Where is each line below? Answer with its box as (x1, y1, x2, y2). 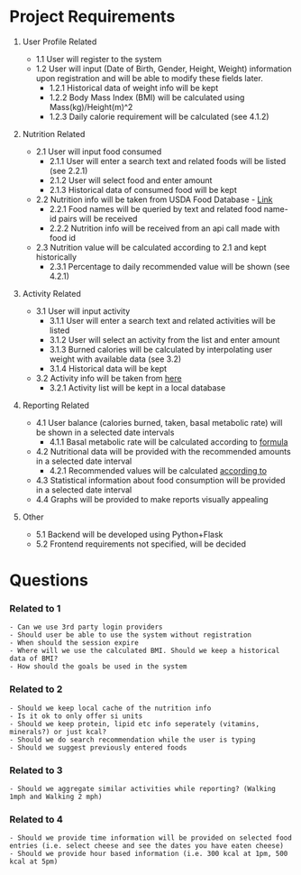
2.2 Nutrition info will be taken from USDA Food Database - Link (35, 194, 273, 205)
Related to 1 (9, 603, 61, 615)
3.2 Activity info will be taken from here (35, 373, 182, 383)
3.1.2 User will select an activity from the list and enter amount (49, 334, 280, 345)
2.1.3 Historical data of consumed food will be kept (49, 184, 237, 195)
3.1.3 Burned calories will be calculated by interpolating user (49, 344, 273, 355)
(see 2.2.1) (49, 165, 88, 176)
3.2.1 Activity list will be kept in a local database (49, 382, 226, 393)
